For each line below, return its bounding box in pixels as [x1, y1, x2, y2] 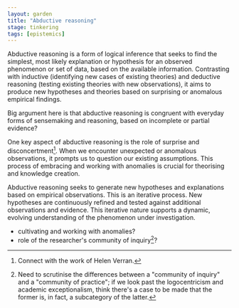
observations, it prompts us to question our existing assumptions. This [7, 154, 213, 162]
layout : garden [7, 10, 53, 18]
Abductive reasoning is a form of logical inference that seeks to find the [7, 50, 218, 58]
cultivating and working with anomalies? [17, 227, 136, 235]
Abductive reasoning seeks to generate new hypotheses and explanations [7, 183, 225, 191]
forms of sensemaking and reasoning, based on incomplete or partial [7, 117, 210, 125]
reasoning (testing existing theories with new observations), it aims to [7, 80, 211, 89]
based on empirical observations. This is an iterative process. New [7, 190, 203, 199]
